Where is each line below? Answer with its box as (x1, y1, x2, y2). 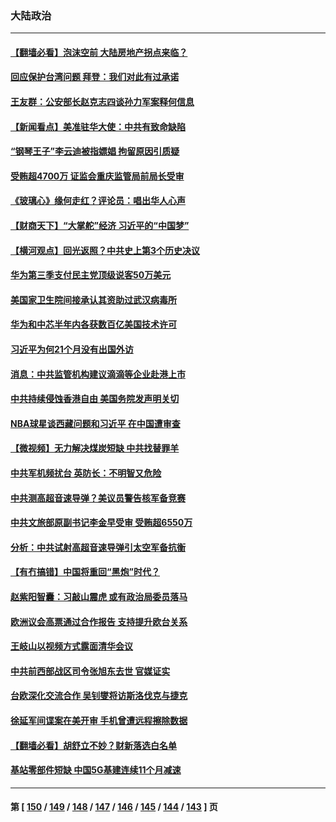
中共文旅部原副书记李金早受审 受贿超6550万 (10, 517, 193, 529)
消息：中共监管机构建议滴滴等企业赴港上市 (10, 368, 186, 380)
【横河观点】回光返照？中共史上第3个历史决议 (10, 244, 201, 256)
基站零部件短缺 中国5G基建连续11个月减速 (10, 764, 182, 776)
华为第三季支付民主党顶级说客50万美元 (10, 269, 172, 281)
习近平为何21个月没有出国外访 (10, 343, 134, 356)
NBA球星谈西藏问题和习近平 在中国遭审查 (10, 417, 181, 429)
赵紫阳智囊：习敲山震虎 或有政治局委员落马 (10, 590, 188, 602)
